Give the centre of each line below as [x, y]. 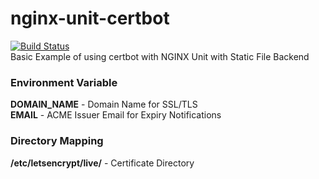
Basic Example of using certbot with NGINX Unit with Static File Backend [160, 56]
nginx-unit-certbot [90, 18]
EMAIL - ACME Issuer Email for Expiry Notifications [116, 115]
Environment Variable [64, 82]
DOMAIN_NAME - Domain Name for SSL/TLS [104, 104]
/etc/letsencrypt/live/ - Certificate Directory [102, 163]
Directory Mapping [57, 141]
